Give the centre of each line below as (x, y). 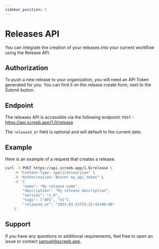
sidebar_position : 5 (26, 10)
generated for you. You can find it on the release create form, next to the (78, 85)
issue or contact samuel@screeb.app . (43, 241)
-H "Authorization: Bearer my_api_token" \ (59, 177)
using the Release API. (28, 52)
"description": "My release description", (67, 191)
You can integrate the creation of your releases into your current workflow (80, 47)
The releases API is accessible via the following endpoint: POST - (70, 117)
